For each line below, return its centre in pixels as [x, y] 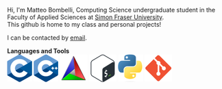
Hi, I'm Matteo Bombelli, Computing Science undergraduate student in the [111, 10]
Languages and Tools [38, 51]
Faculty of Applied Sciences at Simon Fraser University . [86, 17]
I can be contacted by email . [47, 38]
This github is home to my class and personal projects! [84, 24]
